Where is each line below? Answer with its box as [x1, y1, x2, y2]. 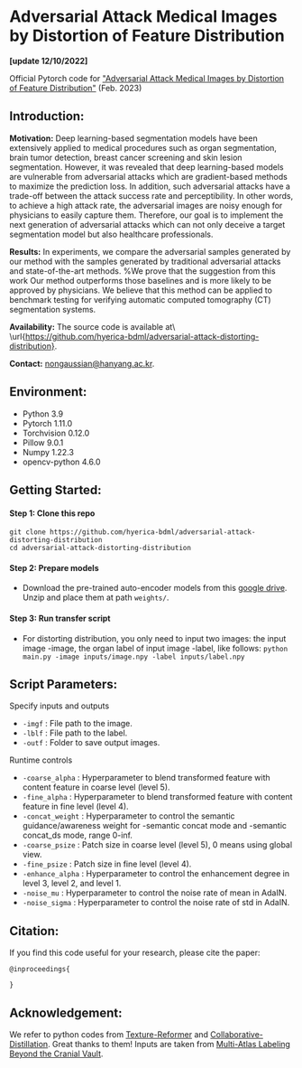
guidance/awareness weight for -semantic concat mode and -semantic [22, 820, 287, 831]
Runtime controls [9, 754, 73, 765]
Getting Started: [9, 482, 102, 498]
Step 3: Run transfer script [9, 613, 111, 623]
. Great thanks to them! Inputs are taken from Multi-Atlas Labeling [48, 1039, 291, 1049]
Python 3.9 [22, 408, 64, 419]
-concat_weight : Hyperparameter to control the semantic [22, 810, 236, 821]
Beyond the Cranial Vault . [9, 1048, 104, 1059]
